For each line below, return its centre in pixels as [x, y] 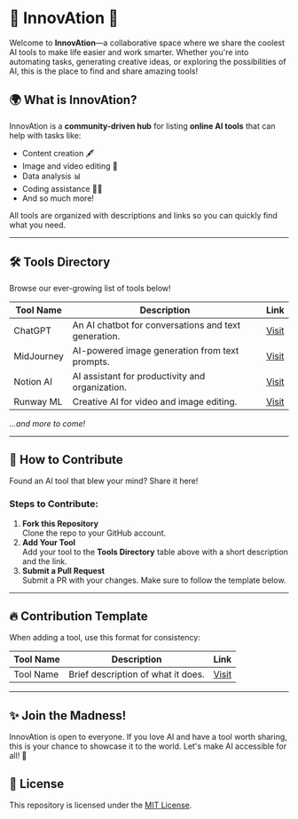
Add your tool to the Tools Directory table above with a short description [155, 552]
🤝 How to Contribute [67, 460]
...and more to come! [47, 423]
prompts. [91, 362]
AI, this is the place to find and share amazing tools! [103, 71]
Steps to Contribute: [54, 504]
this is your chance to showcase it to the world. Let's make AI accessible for [148, 746]
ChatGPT [32, 330]
